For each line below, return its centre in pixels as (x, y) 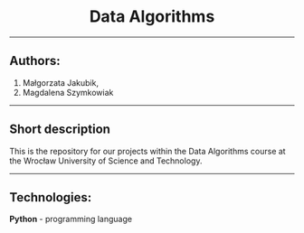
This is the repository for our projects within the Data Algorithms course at (148, 151)
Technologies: (51, 197)
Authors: (35, 61)
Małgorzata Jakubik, (61, 82)
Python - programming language (71, 219)
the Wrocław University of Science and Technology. (106, 161)
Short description (60, 130)
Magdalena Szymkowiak (68, 92)
